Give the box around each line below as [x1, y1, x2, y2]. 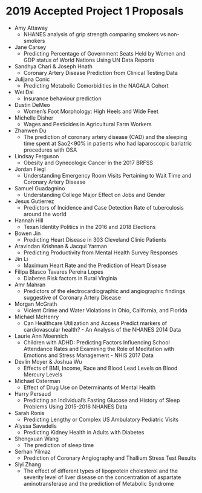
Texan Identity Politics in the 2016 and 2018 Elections [23, 223, 156, 230]
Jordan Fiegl [14, 165, 46, 173]
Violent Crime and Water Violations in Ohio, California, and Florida [23, 306, 188, 314]
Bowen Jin [14, 230, 41, 237]
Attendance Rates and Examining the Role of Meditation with [23, 345, 175, 352]
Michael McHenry [14, 313, 59, 320]
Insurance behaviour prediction [23, 95, 102, 102]
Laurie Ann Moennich [14, 332, 68, 340]
